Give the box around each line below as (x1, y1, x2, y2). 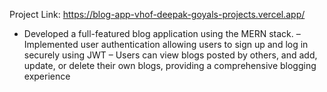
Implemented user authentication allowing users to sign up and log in (23, 39, 309, 50)
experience (23, 70, 71, 82)
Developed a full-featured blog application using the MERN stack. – (23, 28, 301, 39)
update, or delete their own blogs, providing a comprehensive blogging (23, 60, 317, 71)
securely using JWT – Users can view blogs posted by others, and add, (23, 49, 318, 61)
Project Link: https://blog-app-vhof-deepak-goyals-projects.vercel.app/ (9, 9, 306, 20)
